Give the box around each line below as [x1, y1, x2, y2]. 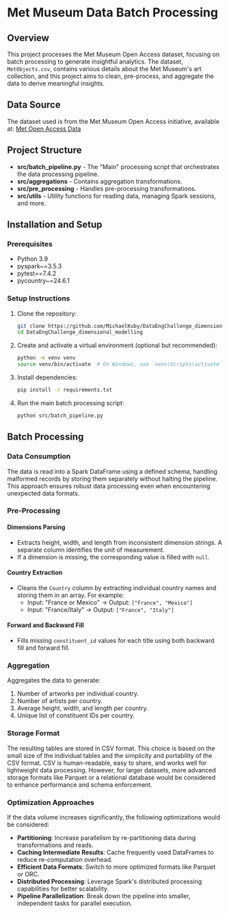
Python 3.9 [16, 255, 49, 263]
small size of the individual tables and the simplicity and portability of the [7, 751, 213, 759]
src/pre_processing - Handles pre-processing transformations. [16, 184, 197, 192]
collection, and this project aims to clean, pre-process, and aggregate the [7, 72, 214, 80]
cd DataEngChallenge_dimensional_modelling [16, 329, 144, 336]
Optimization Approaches [7, 798, 94, 807]
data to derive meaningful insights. [7, 79, 105, 87]
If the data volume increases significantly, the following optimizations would [7, 813, 221, 821]
